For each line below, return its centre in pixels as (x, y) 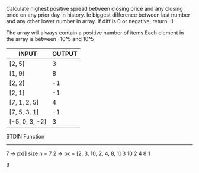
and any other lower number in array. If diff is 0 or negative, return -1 (90, 21)
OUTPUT (65, 54)
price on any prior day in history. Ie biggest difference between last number (98, 15)
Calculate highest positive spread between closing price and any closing (95, 9)
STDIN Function (25, 136)
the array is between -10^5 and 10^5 (50, 39)
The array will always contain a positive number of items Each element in (95, 33)
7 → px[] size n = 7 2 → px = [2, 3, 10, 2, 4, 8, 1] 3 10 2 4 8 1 (78, 153)
